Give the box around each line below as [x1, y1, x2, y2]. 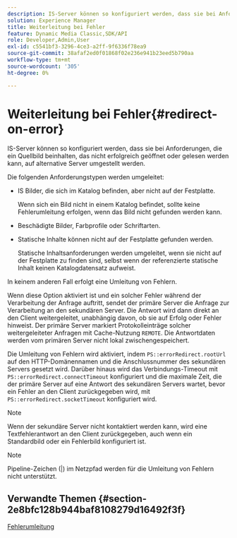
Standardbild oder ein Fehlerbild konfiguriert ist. [7, 437, 147, 446]
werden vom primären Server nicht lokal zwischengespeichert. [7, 336, 190, 345]
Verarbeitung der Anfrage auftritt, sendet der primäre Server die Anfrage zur [7, 299, 230, 307]
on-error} [7, 121, 65, 137]
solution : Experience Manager [7, 17, 97, 24]
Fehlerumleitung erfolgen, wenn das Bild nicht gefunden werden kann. [17, 208, 222, 216]
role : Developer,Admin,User [7, 37, 90, 44]
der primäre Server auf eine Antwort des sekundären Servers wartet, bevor [7, 380, 226, 388]
